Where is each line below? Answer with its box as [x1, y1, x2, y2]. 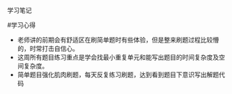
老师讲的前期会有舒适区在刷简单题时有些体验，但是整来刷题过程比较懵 [17, 36, 219, 44]
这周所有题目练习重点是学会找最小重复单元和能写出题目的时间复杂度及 [17, 53, 219, 61]
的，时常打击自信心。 [17, 45, 79, 52]
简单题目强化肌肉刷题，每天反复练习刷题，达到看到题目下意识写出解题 [17, 70, 219, 79]
